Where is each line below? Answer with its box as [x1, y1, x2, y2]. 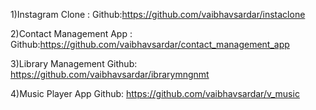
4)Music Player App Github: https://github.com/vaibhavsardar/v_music [10, 88, 300, 99]
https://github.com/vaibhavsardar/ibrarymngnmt [10, 69, 210, 80]
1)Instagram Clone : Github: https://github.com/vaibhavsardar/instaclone [10, 9, 306, 20]
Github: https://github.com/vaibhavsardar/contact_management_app [10, 39, 290, 50]
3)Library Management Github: [10, 58, 138, 69]
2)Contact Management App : [10, 28, 133, 39]
